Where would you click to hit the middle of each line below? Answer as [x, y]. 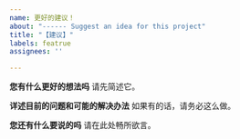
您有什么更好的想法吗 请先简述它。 [74, 86]
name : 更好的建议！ [42, 18]
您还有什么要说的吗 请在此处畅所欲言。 [83, 125]
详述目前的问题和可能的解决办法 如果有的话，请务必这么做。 [122, 106]
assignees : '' [37, 52]
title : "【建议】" [42, 35]
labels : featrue [40, 43]
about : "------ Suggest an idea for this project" [108, 26]
